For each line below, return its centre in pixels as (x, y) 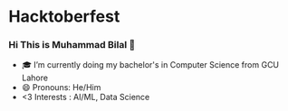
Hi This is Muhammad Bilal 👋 (72, 45)
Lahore (35, 78)
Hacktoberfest (64, 17)
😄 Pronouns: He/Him (61, 88)
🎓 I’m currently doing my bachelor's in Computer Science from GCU (150, 65)
